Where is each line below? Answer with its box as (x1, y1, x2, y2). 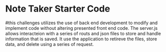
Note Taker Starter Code (5, 3, 110, 15)
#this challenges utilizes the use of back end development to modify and (5, 20, 158, 26)
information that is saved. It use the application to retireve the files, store (5, 36, 157, 42)
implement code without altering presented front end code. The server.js (5, 25, 158, 31)
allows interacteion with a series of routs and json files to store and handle (5, 30, 161, 36)
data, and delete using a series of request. (5, 41, 94, 47)
